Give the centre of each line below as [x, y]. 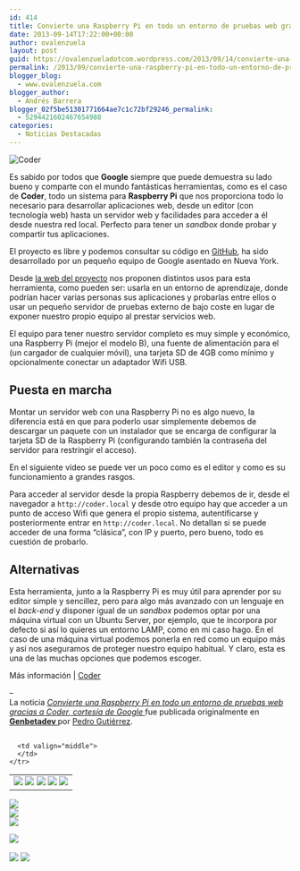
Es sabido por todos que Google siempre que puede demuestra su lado [141, 176]
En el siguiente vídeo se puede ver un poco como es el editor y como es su [147, 467]
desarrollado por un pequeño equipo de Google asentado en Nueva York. [144, 260]
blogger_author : [39, 92]
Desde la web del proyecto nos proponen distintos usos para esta [130, 278]
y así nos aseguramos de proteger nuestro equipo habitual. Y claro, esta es [147, 648]
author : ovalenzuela [48, 43]
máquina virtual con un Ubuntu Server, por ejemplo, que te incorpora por [143, 619]
